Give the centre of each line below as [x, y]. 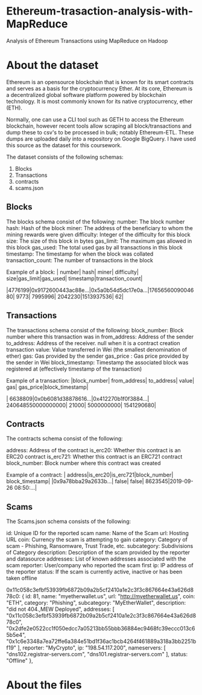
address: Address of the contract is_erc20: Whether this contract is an [93, 450]
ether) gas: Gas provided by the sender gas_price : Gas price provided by [97, 356]
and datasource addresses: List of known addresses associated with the [96, 559]
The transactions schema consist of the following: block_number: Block [95, 330]
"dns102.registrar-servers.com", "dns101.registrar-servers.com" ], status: [97, 654]
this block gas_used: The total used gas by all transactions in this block [94, 247]
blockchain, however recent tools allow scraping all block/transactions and [99, 126]
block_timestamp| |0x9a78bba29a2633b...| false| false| [75, 481]
